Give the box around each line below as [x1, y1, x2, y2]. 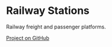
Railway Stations [6, 4, 90, 17]
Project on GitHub [6, 34, 50, 41]
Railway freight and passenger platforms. [6, 23, 106, 30]
